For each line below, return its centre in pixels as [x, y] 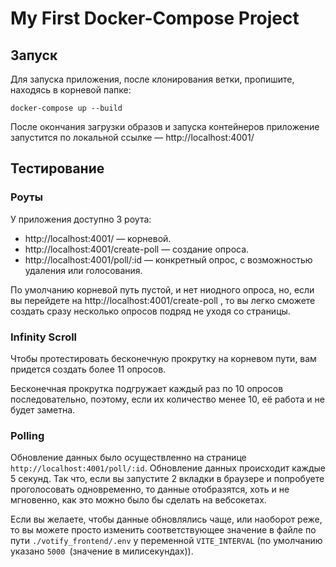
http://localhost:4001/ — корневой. [98, 238]
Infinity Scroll [44, 337]
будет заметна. [43, 409]
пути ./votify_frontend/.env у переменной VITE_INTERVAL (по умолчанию [166, 541]
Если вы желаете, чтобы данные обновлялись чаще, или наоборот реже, [166, 519]
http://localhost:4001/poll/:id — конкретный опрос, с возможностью [168, 259]
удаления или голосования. [83, 270]
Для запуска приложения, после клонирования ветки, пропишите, [152, 79]
